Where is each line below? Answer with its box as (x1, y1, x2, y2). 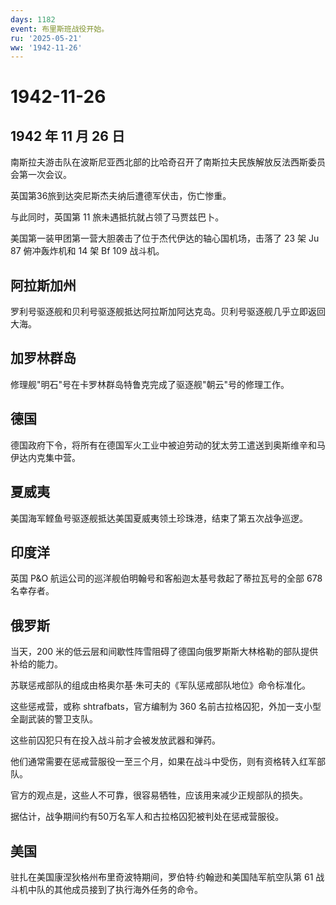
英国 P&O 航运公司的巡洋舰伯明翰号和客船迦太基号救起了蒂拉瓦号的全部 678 (10, 572, 323, 585)
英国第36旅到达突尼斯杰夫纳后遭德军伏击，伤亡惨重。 (10, 190, 232, 202)
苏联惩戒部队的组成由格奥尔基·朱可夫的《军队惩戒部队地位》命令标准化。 (10, 679, 312, 691)
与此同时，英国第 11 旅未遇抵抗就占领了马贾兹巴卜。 (10, 211, 225, 223)
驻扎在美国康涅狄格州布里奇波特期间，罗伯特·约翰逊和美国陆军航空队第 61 (10, 871, 314, 883)
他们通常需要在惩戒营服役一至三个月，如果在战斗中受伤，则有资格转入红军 (10, 756, 317, 768)
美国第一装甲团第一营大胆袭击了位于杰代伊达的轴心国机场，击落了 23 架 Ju (10, 232, 320, 245)
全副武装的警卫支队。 (10, 713, 98, 725)
